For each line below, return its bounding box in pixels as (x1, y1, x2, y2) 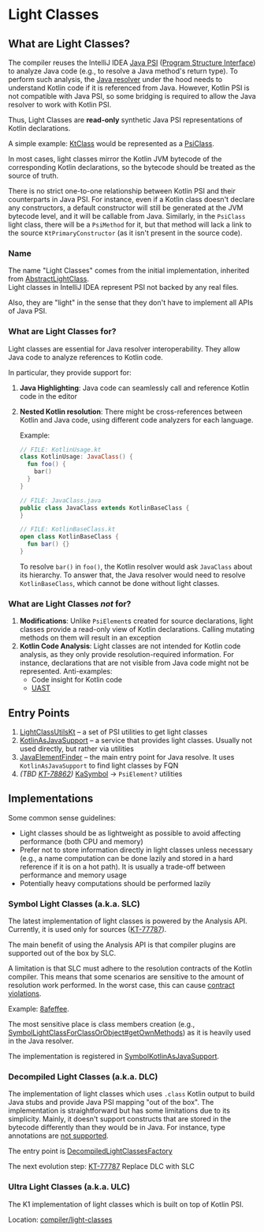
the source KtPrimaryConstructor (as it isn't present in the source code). (8, 228, 243, 238)
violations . (8, 989, 42, 998)
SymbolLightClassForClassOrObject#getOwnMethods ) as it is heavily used (8, 1028, 251, 1038)
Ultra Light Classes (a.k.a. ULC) (8, 1181, 131, 1193)
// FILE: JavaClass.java (19, 496, 102, 505)
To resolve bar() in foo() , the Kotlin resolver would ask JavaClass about (19, 562, 253, 571)
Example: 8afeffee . (8, 1005, 69, 1014)
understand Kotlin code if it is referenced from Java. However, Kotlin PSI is (8, 83, 250, 92)
